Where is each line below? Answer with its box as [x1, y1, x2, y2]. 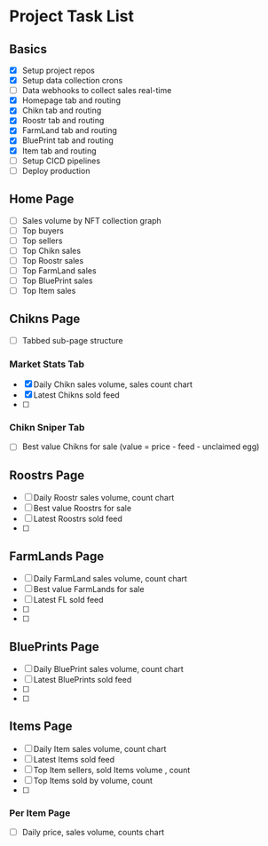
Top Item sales [21, 285, 76, 296]
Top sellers [21, 235, 63, 246]
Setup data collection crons [21, 75, 123, 86]
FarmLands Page [9, 549, 105, 564]
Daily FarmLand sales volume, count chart [33, 573, 188, 584]
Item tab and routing [21, 145, 97, 156]
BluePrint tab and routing [21, 135, 114, 146]
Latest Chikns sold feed [33, 390, 120, 400]
